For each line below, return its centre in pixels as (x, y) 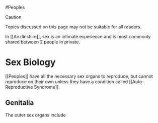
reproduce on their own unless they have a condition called (67, 81)
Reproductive (19, 87)
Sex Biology (30, 62)
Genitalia (20, 103)
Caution (13, 17)
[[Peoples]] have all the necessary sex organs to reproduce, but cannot (79, 76)
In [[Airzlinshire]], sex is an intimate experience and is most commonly (78, 37)
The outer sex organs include (36, 115)
